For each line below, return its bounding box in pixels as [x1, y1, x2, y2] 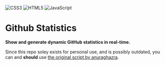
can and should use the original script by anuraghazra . [5, 54, 119, 60]
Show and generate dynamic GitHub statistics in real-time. [5, 39, 131, 45]
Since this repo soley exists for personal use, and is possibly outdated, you [5, 48, 160, 55]
